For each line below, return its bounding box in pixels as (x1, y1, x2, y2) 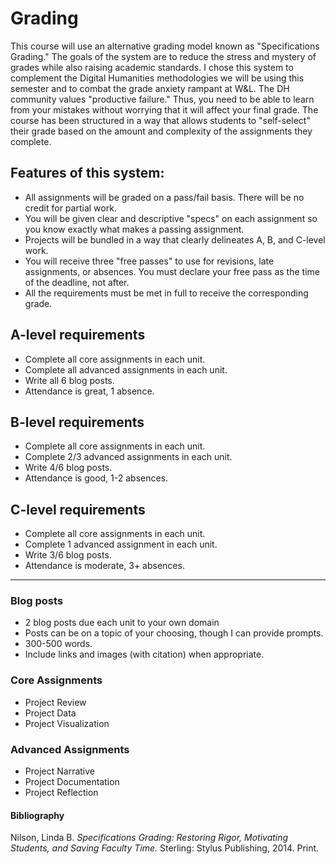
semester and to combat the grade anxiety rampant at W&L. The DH (10, 82, 290, 94)
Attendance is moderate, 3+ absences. (24, 560, 185, 572)
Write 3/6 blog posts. (24, 549, 112, 561)
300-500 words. (24, 638, 93, 650)
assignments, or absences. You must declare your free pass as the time (24, 265, 320, 277)
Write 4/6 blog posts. (24, 462, 113, 474)
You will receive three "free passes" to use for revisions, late (24, 255, 275, 267)
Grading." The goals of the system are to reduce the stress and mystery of (10, 50, 317, 62)
